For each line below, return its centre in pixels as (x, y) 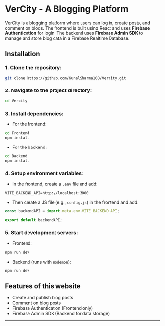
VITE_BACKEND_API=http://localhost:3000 (47, 193)
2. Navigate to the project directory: (49, 90)
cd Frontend (17, 133)
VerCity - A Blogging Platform (67, 9)
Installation (23, 54)
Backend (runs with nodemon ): (41, 262)
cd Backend (16, 156)
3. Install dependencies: (34, 113)
